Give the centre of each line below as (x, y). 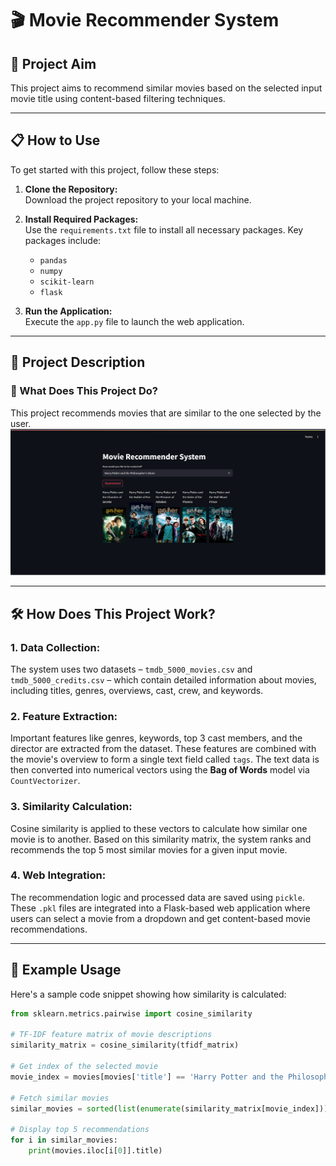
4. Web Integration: (58, 875)
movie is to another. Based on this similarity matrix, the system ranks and (161, 839)
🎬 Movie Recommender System (145, 20)
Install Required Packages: (81, 219)
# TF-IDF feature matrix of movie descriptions (111, 1035)
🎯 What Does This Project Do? (84, 391)
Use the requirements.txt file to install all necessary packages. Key (164, 229)
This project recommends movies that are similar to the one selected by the (166, 413)
